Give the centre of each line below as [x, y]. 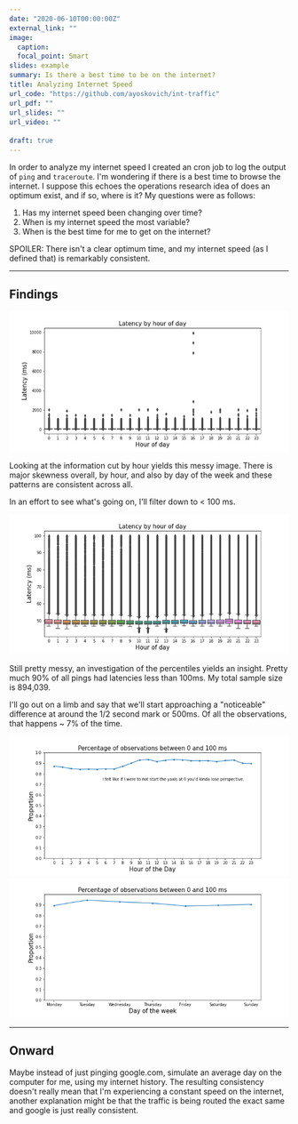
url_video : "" [35, 122]
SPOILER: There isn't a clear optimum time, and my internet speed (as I [139, 249]
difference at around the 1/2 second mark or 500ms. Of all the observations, [148, 714]
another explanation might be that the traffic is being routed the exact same [147, 1100]
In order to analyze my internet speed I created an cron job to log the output [148, 167]
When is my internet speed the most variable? [106, 222]
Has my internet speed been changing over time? [112, 213]
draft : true [31, 141]
